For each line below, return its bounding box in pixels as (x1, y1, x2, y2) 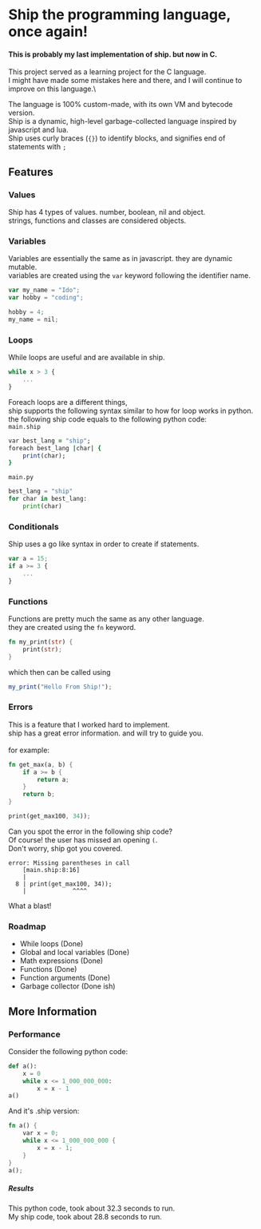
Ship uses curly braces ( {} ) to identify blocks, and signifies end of (8, 133, 226, 143)
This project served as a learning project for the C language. (8, 67, 207, 77)
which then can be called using (8, 667, 111, 676)
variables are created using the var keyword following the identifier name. (8, 271, 251, 280)
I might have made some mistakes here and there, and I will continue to (8, 76, 243, 85)
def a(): (8, 1062, 38, 1070)
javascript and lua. (8, 125, 69, 135)
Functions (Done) (19, 965, 77, 974)
